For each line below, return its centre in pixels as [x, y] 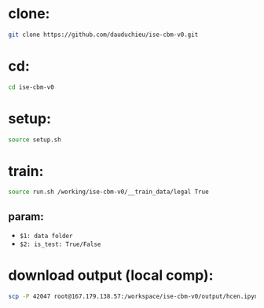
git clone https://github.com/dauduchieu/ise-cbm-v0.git [103, 35]
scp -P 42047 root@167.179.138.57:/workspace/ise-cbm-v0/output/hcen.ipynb [135, 296]
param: [26, 216]
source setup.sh [35, 139]
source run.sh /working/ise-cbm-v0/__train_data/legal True [109, 192]
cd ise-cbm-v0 [31, 87]
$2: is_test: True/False [60, 244]
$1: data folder [46, 236]
